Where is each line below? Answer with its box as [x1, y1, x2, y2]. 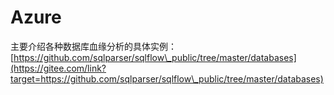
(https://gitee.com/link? [10, 62, 107, 74]
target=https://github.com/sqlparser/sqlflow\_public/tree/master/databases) [10, 72, 324, 85]
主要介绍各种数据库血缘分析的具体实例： [10, 40, 177, 52]
